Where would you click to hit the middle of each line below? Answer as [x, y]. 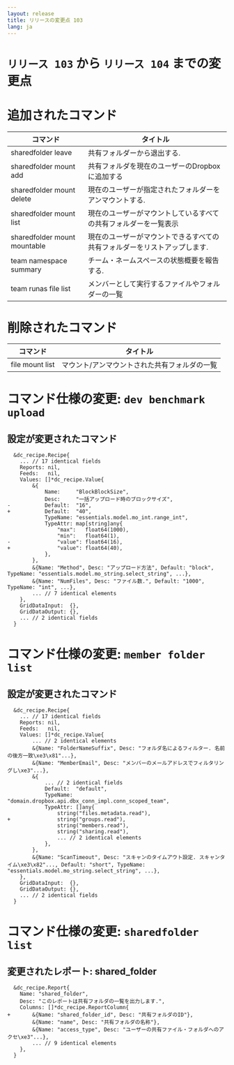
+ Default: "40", [49, 512]
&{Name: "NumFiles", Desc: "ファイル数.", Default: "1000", [119, 581]
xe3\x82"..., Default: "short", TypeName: [83, 865]
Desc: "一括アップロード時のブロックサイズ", [109, 500]
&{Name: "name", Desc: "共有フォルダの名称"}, [96, 1022]
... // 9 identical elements [75, 1043]
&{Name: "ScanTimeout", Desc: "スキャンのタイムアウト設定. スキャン [126, 858]
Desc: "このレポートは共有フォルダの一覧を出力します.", [92, 1001]
